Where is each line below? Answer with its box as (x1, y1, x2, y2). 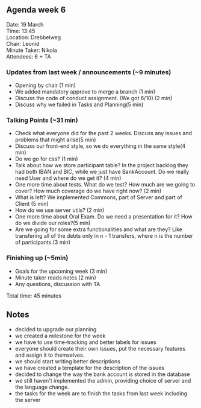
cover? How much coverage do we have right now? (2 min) (14, 187, 162, 195)
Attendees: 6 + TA (6, 53, 51, 60)
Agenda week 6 (6, 5, 66, 15)
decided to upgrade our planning (14, 325, 97, 333)
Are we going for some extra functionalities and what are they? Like (14, 226, 182, 233)
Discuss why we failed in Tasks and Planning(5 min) (14, 101, 144, 108)
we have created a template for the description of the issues (14, 364, 164, 371)
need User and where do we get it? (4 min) (14, 174, 122, 182)
